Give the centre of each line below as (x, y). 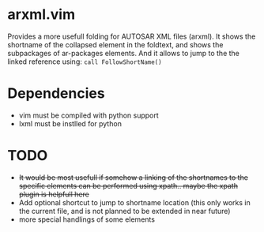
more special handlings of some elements (87, 219)
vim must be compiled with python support (89, 115)
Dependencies (56, 94)
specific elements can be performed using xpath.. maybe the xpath (128, 185)
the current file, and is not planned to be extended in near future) (124, 211)
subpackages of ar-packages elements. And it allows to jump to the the (124, 53)
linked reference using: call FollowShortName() (85, 62)
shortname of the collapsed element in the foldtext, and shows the (115, 44)
